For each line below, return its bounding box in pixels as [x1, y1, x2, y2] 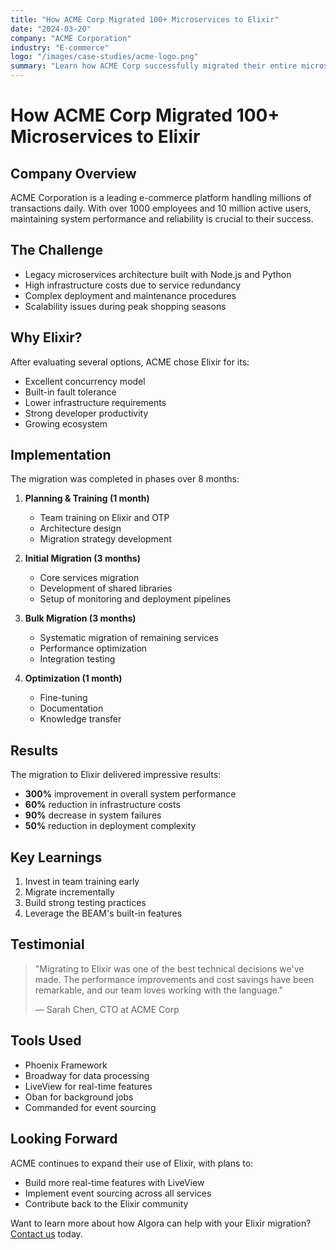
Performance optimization [39, 642, 148, 655]
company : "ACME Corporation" [10, 33, 132, 43]
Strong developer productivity [24, 407, 149, 419]
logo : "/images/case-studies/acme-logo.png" [10, 52, 199, 62]
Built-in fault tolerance [24, 386, 117, 398]
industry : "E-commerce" [10, 42, 110, 53]
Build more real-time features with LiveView [24, 1176, 205, 1188]
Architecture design [39, 522, 122, 535]
